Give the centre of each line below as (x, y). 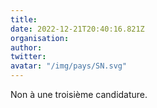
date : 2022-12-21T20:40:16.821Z (77, 29)
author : (26, 47)
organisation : (40, 38)
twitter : (28, 57)
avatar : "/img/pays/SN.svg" (69, 66)
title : (24, 19)
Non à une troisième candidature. (79, 94)
